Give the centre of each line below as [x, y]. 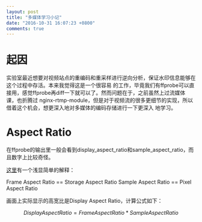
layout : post [23, 12]
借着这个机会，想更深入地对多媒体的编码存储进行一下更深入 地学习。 [91, 108]
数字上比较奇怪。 [32, 157]
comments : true [25, 28]
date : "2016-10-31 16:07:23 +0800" [51, 23]
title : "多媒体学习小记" [34, 17]
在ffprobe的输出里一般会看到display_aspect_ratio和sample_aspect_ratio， [97, 150]
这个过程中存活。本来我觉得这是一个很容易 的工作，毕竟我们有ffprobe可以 [98, 85]
